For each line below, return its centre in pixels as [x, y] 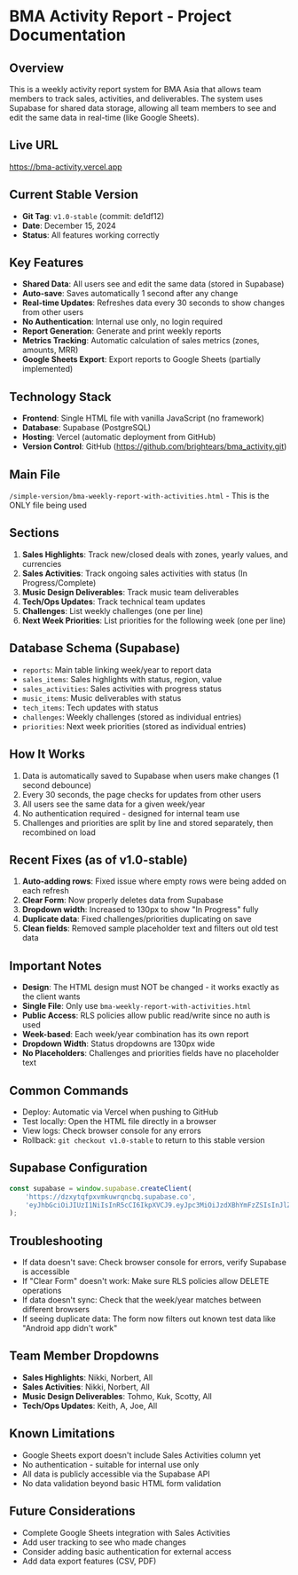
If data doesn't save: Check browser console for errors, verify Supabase [154, 1263]
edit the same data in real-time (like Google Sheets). [104, 118]
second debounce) [56, 785]
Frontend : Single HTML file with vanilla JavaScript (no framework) [143, 418]
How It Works [47, 755]
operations [42, 1291]
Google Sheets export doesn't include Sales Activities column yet [141, 1455]
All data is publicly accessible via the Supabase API [116, 1474]
